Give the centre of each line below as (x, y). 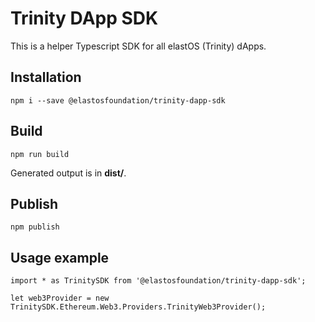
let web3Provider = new (60, 298)
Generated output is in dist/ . (68, 173)
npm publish (35, 227)
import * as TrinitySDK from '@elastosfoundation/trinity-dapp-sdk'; (158, 281)
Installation (46, 77)
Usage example (60, 257)
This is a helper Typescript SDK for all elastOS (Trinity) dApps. (138, 46)
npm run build (40, 154)
